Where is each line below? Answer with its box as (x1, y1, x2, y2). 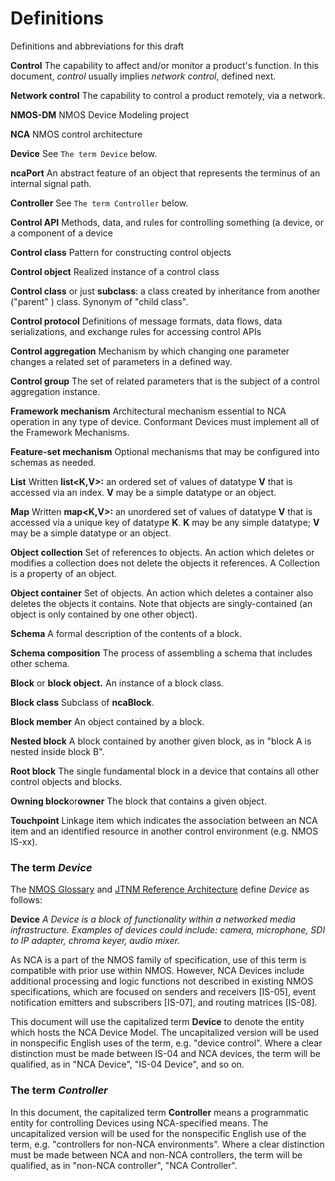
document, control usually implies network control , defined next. (10, 70, 277, 82)
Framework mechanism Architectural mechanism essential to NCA (10, 405, 287, 417)
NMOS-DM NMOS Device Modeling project (10, 108, 189, 121)
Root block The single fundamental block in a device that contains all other (10, 765, 320, 777)
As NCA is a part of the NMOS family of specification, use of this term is (10, 954, 307, 966)
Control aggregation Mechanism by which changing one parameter (10, 345, 290, 357)
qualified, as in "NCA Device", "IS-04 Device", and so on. (10, 1058, 245, 1071)
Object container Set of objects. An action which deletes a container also (10, 587, 314, 599)
